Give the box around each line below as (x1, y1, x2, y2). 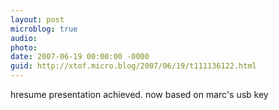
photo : (10, 42, 38, 53)
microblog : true (10, 24, 78, 34)
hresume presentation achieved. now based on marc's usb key (10, 89, 269, 100)
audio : (10, 33, 38, 43)
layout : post (10, 14, 65, 25)
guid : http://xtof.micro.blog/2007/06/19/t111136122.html (10, 61, 257, 71)
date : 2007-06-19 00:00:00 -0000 (10, 52, 150, 62)
